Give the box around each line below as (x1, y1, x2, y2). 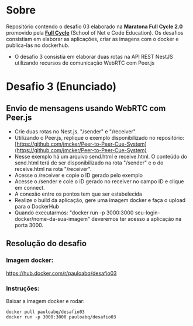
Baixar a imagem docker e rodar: (6, 297, 85, 304)
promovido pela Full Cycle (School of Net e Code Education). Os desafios (6, 29, 184, 36)
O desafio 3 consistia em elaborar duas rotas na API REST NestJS (14, 53, 174, 60)
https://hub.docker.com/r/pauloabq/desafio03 (6, 270, 117, 277)
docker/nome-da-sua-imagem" (14, 215, 91, 222)
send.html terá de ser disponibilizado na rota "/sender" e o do (14, 159, 164, 166)
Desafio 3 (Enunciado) (6, 80, 117, 93)
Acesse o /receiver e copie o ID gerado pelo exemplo (14, 172, 143, 179)
